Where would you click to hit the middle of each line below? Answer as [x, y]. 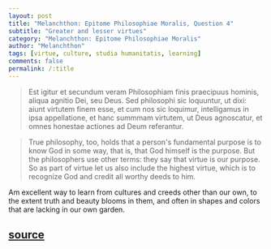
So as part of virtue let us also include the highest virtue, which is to [142, 168]
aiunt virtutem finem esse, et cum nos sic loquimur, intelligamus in [139, 109]
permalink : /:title [41, 69]
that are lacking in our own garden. [67, 209]
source [26, 235]
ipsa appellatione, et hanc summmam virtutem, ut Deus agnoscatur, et [145, 118]
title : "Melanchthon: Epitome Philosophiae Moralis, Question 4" [121, 24]
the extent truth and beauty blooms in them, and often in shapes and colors [134, 200]
